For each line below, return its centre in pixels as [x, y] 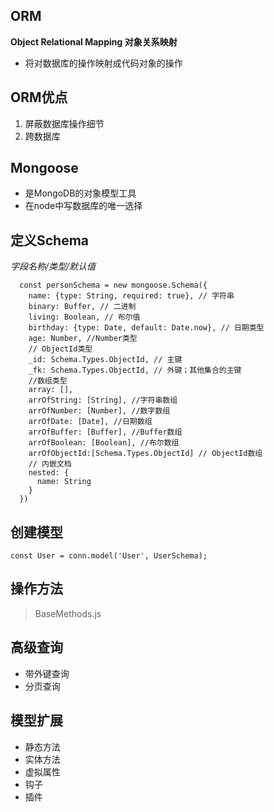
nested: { [49, 473]
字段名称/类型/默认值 [53, 266]
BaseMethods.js [68, 613]
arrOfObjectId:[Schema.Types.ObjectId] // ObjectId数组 [145, 454]
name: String [64, 482]
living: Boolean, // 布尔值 [84, 317]
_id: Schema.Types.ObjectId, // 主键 [105, 360]
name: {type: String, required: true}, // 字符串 [131, 296]
